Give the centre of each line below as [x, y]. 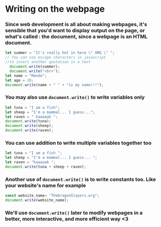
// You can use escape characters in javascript [56, 57]
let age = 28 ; [20, 80]
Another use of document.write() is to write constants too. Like [80, 179]
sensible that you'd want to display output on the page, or [75, 30]
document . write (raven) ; [29, 130]
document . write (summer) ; [35, 67]
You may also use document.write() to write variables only [75, 98]
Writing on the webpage [55, 9]
